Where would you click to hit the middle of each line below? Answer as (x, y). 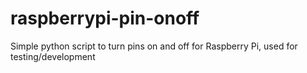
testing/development (53, 56)
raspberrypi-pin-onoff (105, 18)
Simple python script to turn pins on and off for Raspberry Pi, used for (154, 46)
